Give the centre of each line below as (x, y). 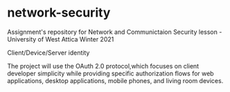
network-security (59, 13)
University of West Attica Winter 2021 (61, 39)
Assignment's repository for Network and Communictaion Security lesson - (115, 32)
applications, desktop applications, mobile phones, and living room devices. (115, 80)
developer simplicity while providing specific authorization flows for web (110, 73)
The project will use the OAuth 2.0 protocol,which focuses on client (103, 66)
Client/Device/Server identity (48, 53)
